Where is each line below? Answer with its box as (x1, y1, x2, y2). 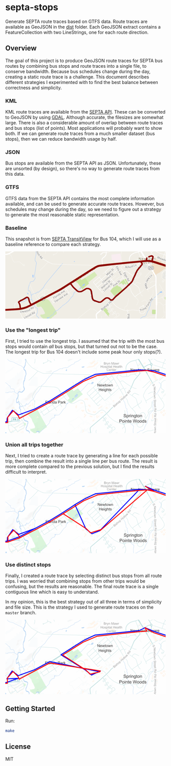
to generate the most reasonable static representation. (5, 211, 120, 217)
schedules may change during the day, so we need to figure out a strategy (5, 206, 161, 212)
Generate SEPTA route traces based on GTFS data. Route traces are (5, 18, 148, 24)
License (5, 743, 31, 751)
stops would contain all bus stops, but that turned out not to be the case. (5, 343, 158, 350)
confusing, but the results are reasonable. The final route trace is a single (5, 584, 159, 590)
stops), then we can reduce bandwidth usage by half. (5, 136, 117, 142)
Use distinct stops (5, 561, 51, 568)
